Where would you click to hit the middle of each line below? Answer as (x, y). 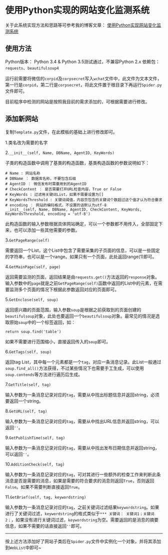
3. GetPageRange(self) (27, 240)
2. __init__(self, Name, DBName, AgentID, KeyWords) (60, 152)
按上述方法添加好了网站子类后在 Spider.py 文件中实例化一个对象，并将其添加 (83, 541)
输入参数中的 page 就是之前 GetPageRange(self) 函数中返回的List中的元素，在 (82, 283)
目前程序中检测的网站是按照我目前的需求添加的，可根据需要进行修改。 (77, 101)
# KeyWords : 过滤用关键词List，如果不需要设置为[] (54, 194)
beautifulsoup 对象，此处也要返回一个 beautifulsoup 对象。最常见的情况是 (80, 316)
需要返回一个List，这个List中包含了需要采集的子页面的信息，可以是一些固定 (82, 250)
